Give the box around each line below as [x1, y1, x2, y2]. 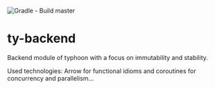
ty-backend [7, 31, 76, 46]
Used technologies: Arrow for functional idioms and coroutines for [7, 66, 196, 75]
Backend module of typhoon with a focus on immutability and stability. [7, 53, 208, 61]
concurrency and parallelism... [7, 74, 94, 82]
